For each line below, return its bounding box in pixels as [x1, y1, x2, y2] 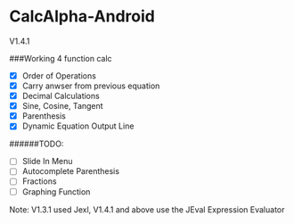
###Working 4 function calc [9, 53, 113, 63]
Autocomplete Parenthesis [21, 166, 120, 177]
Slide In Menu [21, 156, 73, 167]
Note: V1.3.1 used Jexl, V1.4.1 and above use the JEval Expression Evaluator [9, 203, 285, 215]
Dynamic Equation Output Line [21, 120, 135, 131]
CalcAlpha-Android [9, 6, 156, 27]
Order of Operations [21, 70, 96, 81]
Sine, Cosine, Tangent [21, 101, 104, 112]
